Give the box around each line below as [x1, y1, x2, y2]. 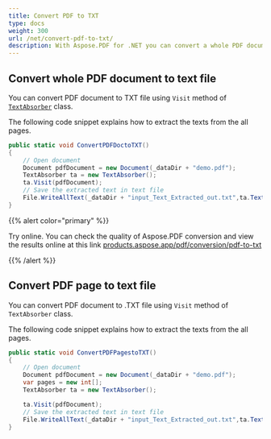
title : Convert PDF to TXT [8, 11, 99, 20]
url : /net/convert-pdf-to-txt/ [8, 34, 114, 43]
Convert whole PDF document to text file [8, 72, 216, 85]
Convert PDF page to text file [8, 279, 156, 292]
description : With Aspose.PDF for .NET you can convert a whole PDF [8, 42, 244, 50]
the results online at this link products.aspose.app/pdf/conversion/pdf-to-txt [8, 239, 262, 250]
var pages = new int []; [23, 379, 103, 387]
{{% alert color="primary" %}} [8, 215, 110, 226]
